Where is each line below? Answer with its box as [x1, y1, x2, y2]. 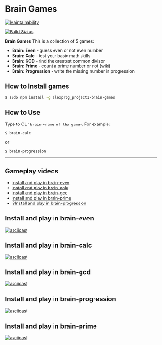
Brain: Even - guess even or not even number [12, 47, 103, 53]
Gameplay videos [5, 167, 59, 175]
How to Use [5, 109, 40, 117]
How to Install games [5, 82, 69, 91]
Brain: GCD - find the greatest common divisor [12, 58, 105, 63]
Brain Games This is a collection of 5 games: [5, 38, 94, 44]
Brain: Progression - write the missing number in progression [12, 68, 135, 74]
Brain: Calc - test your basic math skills [12, 52, 91, 59]
